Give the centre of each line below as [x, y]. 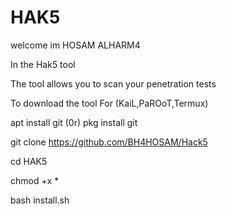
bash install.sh [40, 200]
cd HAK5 [29, 161]
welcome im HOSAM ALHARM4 [75, 45]
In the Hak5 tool [43, 64]
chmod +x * [34, 180]
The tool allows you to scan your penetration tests [113, 83]
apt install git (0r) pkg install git [74, 122]
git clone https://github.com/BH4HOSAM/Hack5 [109, 142]
